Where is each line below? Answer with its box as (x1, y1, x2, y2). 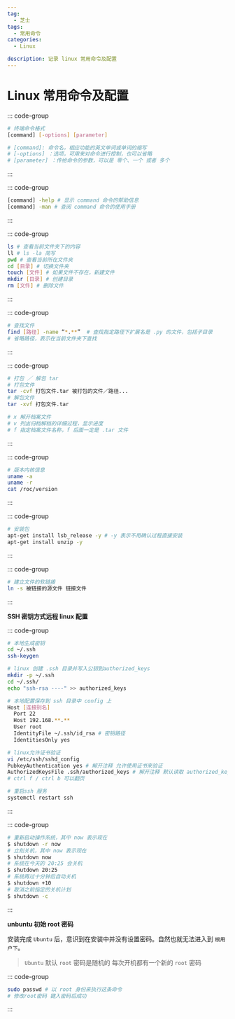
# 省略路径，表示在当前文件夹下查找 (7, 335, 97, 342)
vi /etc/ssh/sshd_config (7, 756, 80, 763)
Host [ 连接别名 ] (7, 704, 50, 711)
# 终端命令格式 (7, 125, 45, 132)
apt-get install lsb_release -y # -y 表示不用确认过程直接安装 (7, 532, 183, 539)
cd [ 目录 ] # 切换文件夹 (7, 263, 69, 270)
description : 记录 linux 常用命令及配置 (7, 55, 117, 63)
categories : (7, 36, 42, 43)
